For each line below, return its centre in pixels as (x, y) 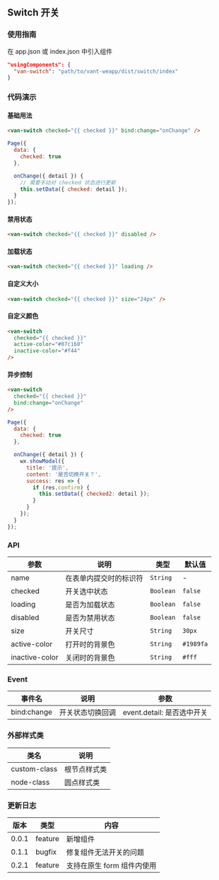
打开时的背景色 (90, 644)
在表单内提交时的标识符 (104, 578)
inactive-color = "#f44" (47, 351)
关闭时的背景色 (90, 658)
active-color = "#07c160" (48, 345)
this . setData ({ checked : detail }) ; (74, 189)
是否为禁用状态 (90, 618)
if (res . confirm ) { (61, 487)
